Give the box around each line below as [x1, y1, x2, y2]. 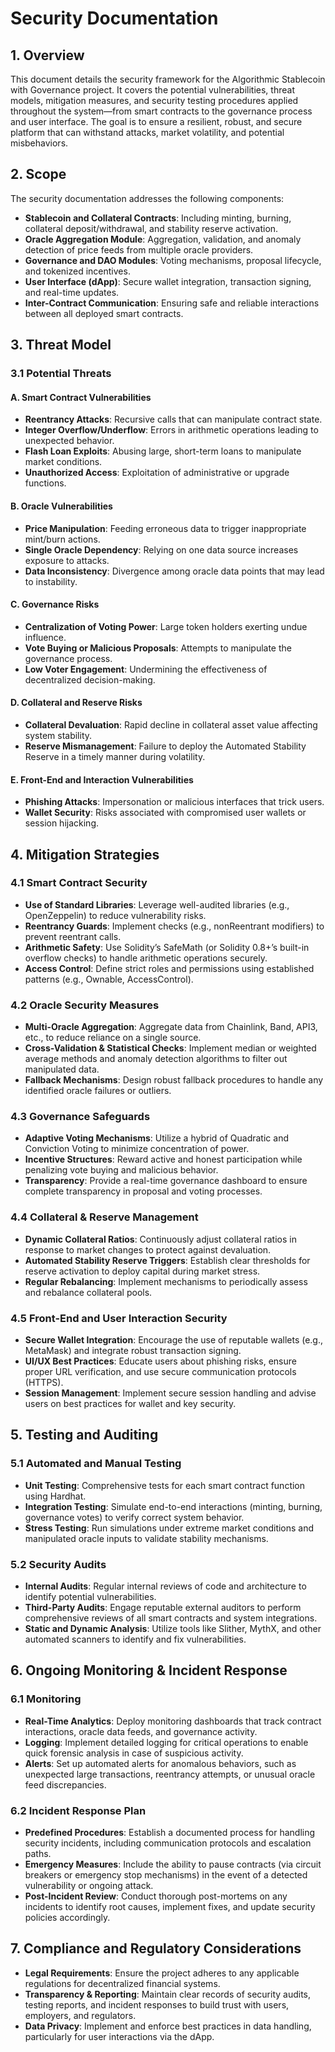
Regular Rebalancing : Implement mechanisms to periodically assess [24, 1275, 308, 1287]
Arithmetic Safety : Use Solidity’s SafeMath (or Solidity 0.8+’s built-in [24, 941, 310, 953]
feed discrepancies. [24, 1778, 107, 1791]
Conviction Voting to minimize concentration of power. [24, 1143, 250, 1155]
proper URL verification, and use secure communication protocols [24, 1366, 297, 1378]
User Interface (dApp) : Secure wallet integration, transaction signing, [24, 275, 312, 287]
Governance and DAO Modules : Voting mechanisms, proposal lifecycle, [24, 254, 322, 266]
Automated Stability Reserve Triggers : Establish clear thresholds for [24, 1254, 311, 1266]
